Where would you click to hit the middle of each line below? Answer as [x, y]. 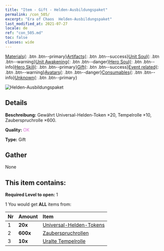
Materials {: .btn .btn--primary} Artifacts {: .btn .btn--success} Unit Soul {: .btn [82, 56]
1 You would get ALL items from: [38, 204]
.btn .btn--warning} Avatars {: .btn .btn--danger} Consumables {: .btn [74, 72]
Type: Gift [15, 139]
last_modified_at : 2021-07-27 [37, 24]
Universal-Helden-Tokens [74, 225]
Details [16, 103]
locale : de [16, 28]
